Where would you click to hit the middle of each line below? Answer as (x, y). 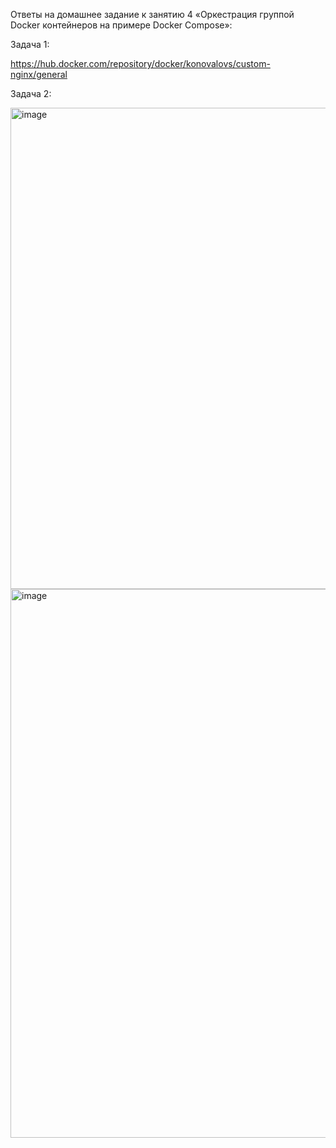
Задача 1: (30, 44)
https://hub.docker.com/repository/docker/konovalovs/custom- (140, 63)
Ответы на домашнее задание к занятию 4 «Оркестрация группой (152, 14)
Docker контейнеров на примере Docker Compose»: (121, 25)
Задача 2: (31, 93)
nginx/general (39, 74)
